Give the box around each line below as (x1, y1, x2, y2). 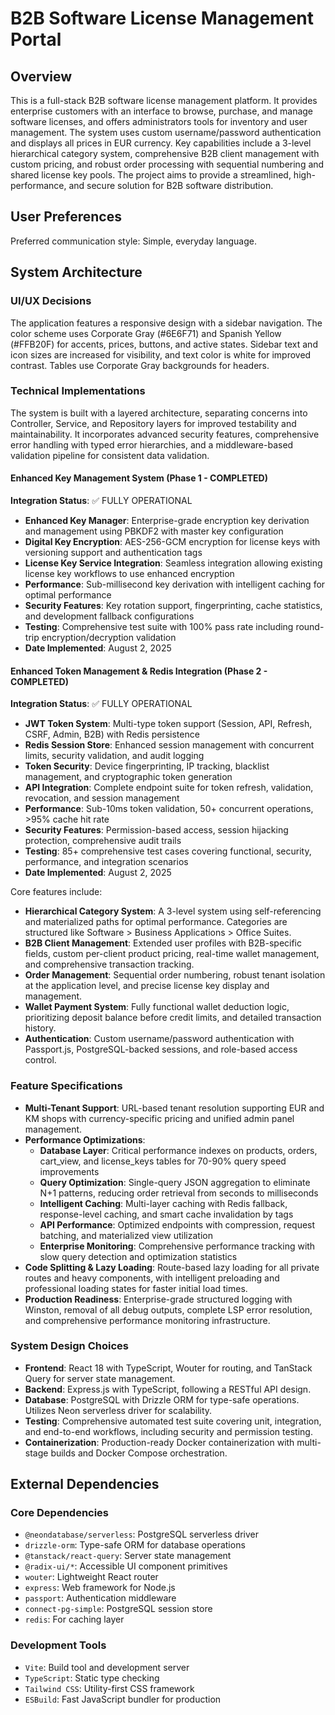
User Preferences (10, 208, 122, 226)
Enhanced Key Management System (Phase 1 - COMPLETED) (10, 472, 268, 484)
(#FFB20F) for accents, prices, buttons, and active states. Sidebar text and (10, 338, 318, 350)
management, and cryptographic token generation (24, 771, 233, 783)
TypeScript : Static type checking (24, 1672, 160, 1684)
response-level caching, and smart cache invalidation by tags (39, 1208, 294, 1220)
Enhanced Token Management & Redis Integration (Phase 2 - (10, 665, 268, 677)
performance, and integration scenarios (24, 856, 189, 868)
